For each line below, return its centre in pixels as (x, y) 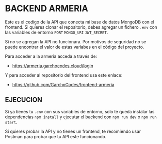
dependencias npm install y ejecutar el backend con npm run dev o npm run (81, 117)
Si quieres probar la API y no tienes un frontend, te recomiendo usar (73, 131)
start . (11, 122)
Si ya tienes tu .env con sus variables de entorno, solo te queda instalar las (80, 111)
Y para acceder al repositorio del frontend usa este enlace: (64, 75)
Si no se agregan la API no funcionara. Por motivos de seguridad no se (76, 41)
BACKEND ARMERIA (47, 9)
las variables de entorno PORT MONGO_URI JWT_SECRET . (57, 32)
